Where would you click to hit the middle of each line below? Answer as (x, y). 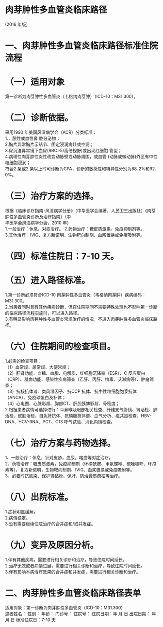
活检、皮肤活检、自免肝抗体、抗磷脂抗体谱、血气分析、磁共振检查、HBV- (78, 416)
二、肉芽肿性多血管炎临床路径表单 (73, 593)
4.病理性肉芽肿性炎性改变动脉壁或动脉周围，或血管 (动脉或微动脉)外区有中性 (81, 157)
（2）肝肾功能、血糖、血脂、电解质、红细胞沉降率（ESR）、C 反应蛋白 (75, 373)
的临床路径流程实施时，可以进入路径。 (43, 313)
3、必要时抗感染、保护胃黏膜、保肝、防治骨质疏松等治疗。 (64, 476)
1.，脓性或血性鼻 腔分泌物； (33, 138)
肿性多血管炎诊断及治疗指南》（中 (38, 216)
